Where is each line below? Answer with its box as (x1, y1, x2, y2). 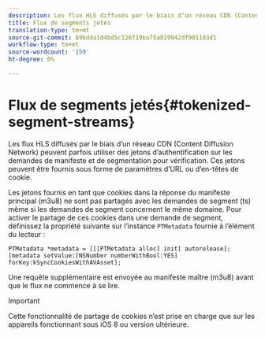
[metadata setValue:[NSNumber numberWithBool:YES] (8, 251, 178, 260)
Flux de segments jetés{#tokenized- (8, 96, 252, 114)
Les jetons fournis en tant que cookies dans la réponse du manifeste (8, 187, 230, 197)
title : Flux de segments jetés (8, 19, 111, 27)
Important (8, 296, 40, 306)
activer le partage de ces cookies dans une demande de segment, (8, 213, 223, 222)
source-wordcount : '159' (8, 48, 90, 56)
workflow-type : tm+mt (8, 41, 80, 49)
